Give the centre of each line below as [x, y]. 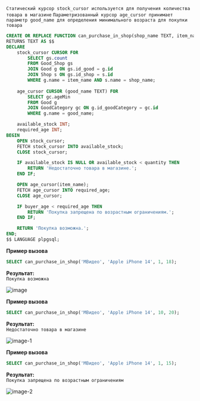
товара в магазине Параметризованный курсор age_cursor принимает [90, 15]
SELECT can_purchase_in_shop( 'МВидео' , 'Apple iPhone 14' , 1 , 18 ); [92, 262]
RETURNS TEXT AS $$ [30, 41]
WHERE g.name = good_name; [61, 113]
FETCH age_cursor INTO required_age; [64, 190]
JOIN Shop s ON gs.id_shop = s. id [70, 75]
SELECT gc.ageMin [49, 97]
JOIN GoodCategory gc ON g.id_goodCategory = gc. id [93, 108]
